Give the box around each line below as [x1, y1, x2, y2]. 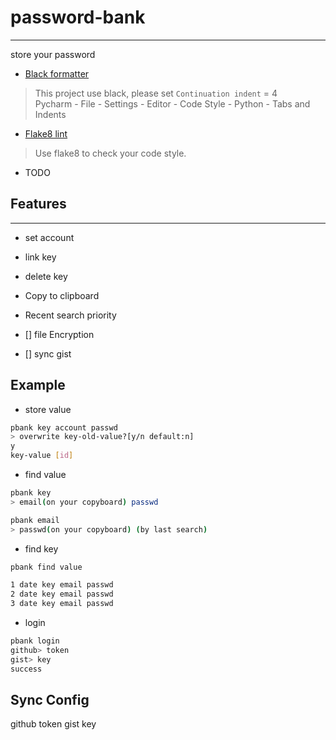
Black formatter [24, 67, 90, 80]
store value [24, 403, 72, 415]
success [10, 664, 43, 674]
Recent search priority [24, 309, 117, 321]
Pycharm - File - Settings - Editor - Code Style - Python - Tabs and [34, 97, 311, 110]
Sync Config [10, 691, 90, 708]
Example [10, 377, 66, 394]
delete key [24, 270, 68, 282]
